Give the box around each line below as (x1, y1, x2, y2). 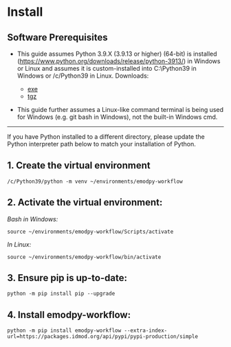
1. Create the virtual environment (7, 159, 151, 172)
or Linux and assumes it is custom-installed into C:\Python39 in (16, 65, 197, 72)
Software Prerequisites (7, 32, 108, 43)
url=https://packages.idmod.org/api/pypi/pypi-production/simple (7, 333, 198, 340)
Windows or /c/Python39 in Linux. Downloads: (16, 71, 149, 80)
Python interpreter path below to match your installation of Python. (7, 140, 196, 148)
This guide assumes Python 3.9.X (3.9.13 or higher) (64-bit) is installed (16, 49, 218, 58)
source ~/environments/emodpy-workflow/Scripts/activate (7, 228, 174, 235)
